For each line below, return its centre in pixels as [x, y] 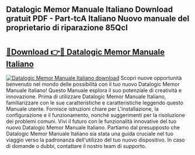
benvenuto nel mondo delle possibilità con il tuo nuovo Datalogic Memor [93, 84]
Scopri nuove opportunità [151, 78]
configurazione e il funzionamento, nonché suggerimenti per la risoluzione [95, 115]
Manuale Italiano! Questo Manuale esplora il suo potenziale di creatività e [94, 90]
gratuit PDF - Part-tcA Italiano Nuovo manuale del [98, 19]
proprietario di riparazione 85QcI [67, 28]
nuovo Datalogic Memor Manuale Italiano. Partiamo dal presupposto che [93, 127]
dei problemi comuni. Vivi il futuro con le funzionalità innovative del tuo [91, 121]
